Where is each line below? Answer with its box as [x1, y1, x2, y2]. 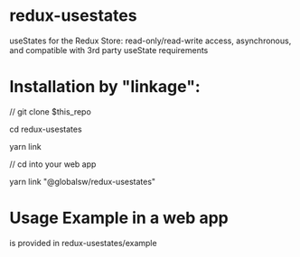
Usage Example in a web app [9, 208, 229, 228]
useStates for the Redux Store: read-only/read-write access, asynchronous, [9, 35, 292, 46]
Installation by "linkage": [9, 77, 201, 97]
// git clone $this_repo [9, 106, 92, 117]
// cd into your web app [9, 159, 97, 170]
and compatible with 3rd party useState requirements [9, 44, 209, 55]
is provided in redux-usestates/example [9, 237, 157, 248]
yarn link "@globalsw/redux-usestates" [9, 176, 156, 187]
